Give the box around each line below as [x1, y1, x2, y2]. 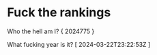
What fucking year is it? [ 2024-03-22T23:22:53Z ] [7, 40, 151, 48]
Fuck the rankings [7, 5, 111, 20]
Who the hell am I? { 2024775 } [7, 27, 95, 35]
